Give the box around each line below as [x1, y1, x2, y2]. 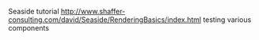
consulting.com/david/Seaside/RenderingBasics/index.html [8, 15, 202, 24]
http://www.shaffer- [60, 7, 126, 16]
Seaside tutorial [8, 7, 59, 16]
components [8, 24, 50, 32]
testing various [203, 15, 252, 24]
